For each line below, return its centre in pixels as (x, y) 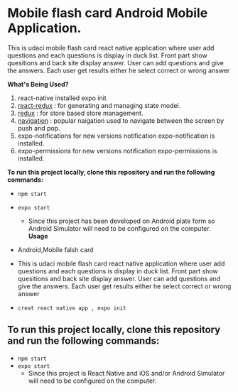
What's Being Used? (38, 84)
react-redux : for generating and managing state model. (99, 105)
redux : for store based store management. (80, 113)
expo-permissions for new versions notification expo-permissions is (117, 151)
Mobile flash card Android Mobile (108, 13)
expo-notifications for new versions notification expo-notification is (116, 136)
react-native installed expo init (62, 98)
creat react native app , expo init (72, 308)
